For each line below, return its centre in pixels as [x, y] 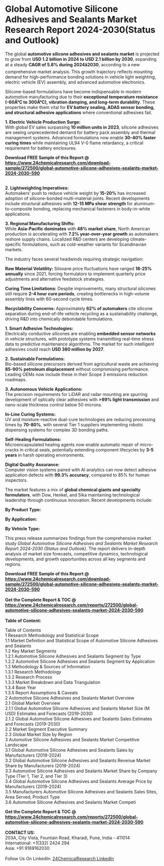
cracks [12, 449]
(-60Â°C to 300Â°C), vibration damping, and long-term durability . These [80, 102]
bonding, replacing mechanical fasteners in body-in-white [92, 209]
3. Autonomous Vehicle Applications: [44, 389]
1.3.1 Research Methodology [33, 672]
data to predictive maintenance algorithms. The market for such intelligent [80, 344]
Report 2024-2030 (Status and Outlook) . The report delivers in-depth [75, 549]
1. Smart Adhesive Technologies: [39, 328]
